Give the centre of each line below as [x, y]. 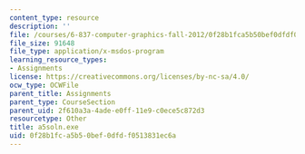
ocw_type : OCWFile [44, 85]
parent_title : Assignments [60, 93]
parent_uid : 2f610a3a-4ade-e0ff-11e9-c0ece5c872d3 [107, 111]
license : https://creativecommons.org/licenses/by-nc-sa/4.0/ [129, 77]
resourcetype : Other [49, 119]
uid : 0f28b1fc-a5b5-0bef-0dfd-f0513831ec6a [93, 136]
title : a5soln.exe [44, 128]
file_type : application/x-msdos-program [87, 52]
